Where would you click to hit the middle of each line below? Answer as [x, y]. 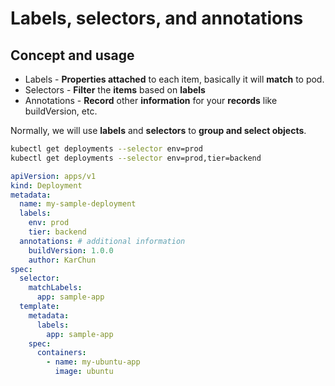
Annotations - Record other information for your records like [151, 100]
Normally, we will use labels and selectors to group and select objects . [158, 130]
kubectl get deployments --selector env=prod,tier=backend [136, 158]
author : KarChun [62, 260]
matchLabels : [55, 288]
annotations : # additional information [102, 241]
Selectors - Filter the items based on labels [115, 90]
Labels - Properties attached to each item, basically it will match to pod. [174, 79]
